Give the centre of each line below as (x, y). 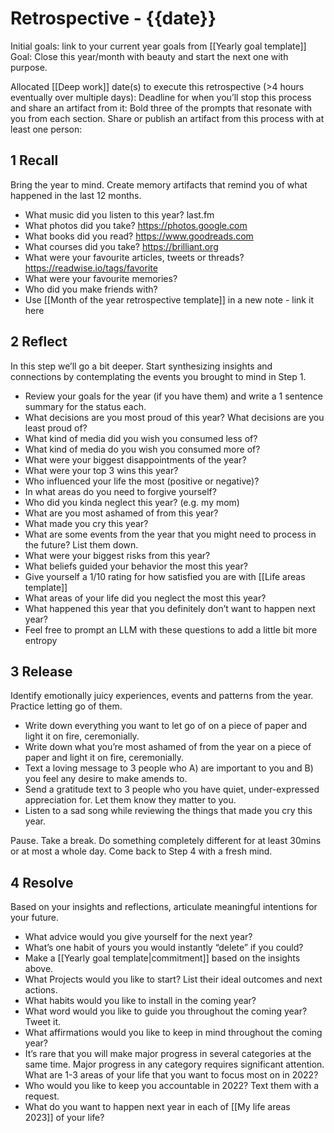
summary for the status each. (85, 406)
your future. (35, 918)
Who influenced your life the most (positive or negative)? (142, 481)
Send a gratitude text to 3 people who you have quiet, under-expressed (172, 789)
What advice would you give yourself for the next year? (138, 937)
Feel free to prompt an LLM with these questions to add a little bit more (171, 629)
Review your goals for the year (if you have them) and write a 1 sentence (174, 396)
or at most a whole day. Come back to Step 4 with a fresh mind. (141, 851)
